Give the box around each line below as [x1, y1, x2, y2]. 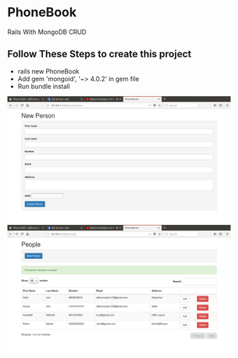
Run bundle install [17, 82, 70, 91]
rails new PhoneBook [17, 67, 80, 75]
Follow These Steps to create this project [7, 48, 192, 60]
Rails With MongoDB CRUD [7, 28, 87, 36]
